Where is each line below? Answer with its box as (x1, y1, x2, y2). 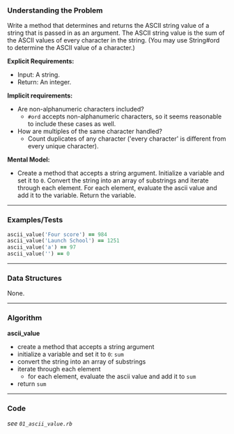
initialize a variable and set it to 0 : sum (17, 350, 124, 358)
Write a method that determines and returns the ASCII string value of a (7, 22, 210, 30)
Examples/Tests (7, 215, 63, 225)
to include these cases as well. (27, 120, 116, 128)
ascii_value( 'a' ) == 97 (7, 244, 77, 251)
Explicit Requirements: (7, 57, 75, 65)
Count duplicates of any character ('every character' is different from (27, 134, 226, 143)
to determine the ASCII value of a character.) (7, 44, 136, 52)
